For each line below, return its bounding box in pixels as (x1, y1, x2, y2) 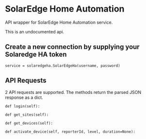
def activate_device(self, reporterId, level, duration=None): (5, 129, 136, 134)
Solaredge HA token (5, 50, 67, 59)
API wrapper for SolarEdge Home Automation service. (5, 19, 113, 25)
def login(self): (5, 104, 40, 108)
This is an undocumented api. (5, 29, 65, 34)
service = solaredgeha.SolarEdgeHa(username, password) (5, 63, 120, 68)
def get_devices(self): (5, 121, 53, 125)
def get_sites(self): (5, 112, 49, 117)
